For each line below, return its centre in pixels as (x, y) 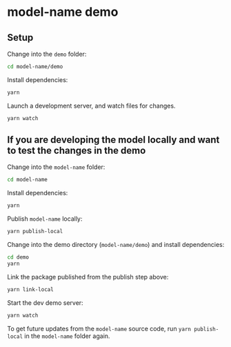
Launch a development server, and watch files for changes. (91, 106)
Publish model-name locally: (45, 219)
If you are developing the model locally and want (113, 140)
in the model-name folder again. (67, 336)
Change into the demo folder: (47, 54)
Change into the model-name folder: (56, 167)
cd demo (18, 257)
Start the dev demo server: (46, 303)
